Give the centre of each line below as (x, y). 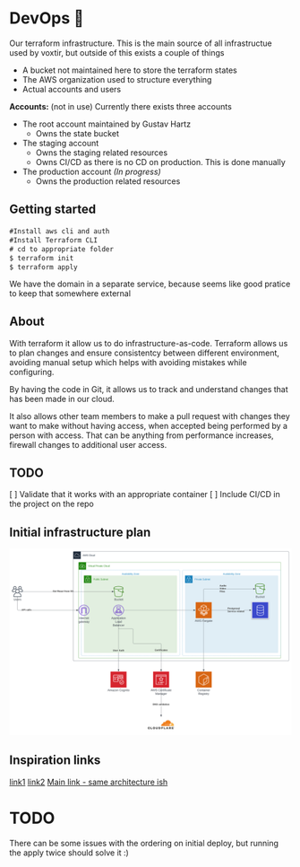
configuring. (32, 372)
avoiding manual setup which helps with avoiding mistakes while (129, 362)
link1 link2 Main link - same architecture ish (89, 782)
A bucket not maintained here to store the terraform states (129, 70)
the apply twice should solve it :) (69, 853)
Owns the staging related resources (102, 153)
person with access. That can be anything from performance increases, (142, 435)
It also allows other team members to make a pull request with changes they (150, 416)
